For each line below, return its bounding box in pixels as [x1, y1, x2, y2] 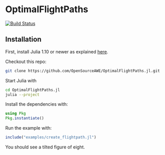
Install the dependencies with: [5, 101, 68, 107]
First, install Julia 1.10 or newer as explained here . [5, 48, 108, 54]
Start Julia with [5, 77, 37, 83]
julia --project [5, 92, 40, 97]
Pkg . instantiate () [5, 116, 44, 121]
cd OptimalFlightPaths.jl [5, 87, 60, 92]
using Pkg [5, 111, 26, 116]
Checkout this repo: [5, 58, 47, 65]
